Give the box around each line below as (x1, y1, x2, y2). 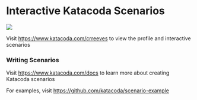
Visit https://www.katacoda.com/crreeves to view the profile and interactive (6, 34, 191, 42)
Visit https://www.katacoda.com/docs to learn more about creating (6, 69, 170, 76)
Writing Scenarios (6, 56, 59, 64)
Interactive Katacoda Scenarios (6, 4, 165, 18)
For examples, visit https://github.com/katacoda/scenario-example (6, 87, 169, 94)
